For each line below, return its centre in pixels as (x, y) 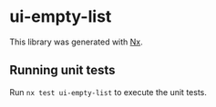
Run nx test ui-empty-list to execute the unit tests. (108, 92)
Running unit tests (62, 70)
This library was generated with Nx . (76, 42)
